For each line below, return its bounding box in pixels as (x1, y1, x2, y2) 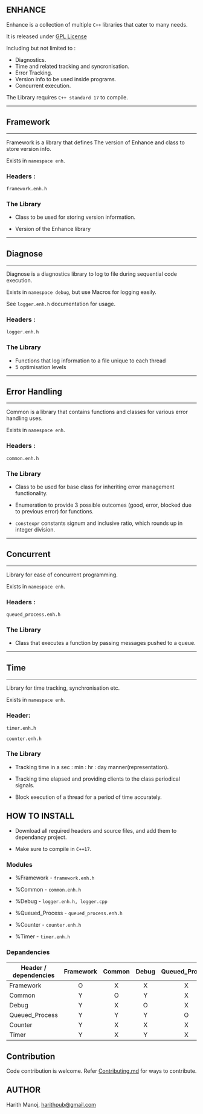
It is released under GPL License (6, 33, 88, 40)
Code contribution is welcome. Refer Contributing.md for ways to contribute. (6, 1067, 197, 1075)
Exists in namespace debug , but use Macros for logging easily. (6, 289, 157, 296)
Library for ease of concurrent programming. (6, 571, 118, 578)
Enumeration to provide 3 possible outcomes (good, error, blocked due (14, 501, 192, 509)
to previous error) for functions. (14, 508, 94, 515)
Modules (6, 860, 33, 869)
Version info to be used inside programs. (14, 75, 117, 82)
